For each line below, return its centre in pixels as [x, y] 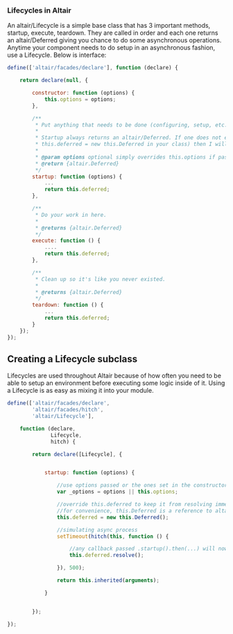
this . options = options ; [80, 99]
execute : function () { [66, 241]
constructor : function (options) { [84, 93]
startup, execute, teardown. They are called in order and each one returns [113, 33]
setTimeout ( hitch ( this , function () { [113, 536]
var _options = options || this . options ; [117, 492]
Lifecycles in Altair [39, 10]
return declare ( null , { [54, 81]
